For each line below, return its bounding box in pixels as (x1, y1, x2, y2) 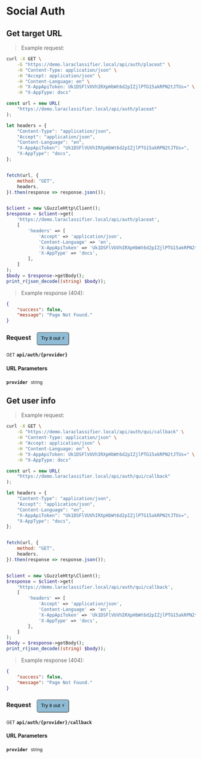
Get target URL (6, 28, 63, 39)
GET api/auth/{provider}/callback (6, 719, 92, 725)
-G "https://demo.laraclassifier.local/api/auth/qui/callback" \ (17, 429, 185, 435)
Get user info (6, 396, 56, 406)
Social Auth (6, 4, 66, 18)
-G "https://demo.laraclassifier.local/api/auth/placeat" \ (17, 62, 171, 68)
